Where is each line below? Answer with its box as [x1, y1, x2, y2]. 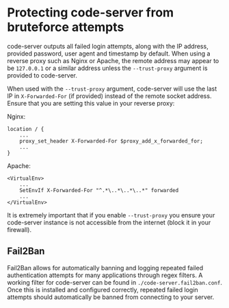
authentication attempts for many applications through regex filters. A [7, 271, 203, 279]
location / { [7, 126, 44, 132]
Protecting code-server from [7, 5, 174, 21]
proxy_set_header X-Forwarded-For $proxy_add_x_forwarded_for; [19, 137, 204, 145]
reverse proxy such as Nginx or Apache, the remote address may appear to [7, 56, 219, 64]
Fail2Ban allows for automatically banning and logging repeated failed [7, 263, 204, 272]
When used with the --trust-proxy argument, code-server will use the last [7, 84, 217, 93]
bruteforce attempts [7, 19, 124, 35]
